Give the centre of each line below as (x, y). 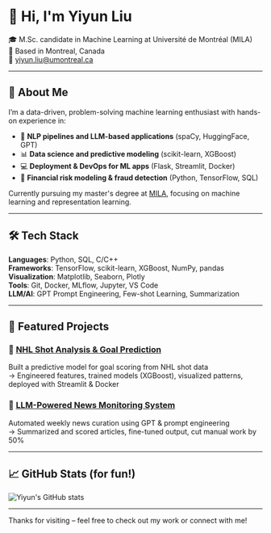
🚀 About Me (38, 92)
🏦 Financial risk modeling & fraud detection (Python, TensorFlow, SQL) (139, 178)
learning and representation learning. (70, 202)
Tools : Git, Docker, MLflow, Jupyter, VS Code (83, 285)
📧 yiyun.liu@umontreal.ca (51, 59)
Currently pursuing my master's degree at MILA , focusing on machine (124, 193)
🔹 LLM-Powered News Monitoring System (92, 405)
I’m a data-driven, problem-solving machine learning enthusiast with (122, 111)
